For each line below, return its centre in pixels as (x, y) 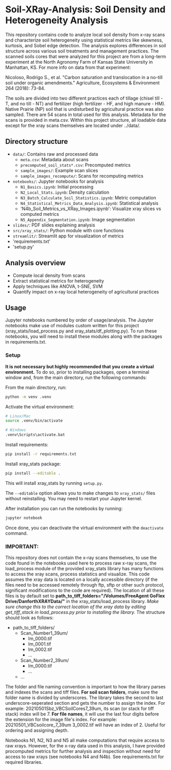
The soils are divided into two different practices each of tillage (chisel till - (84, 98)
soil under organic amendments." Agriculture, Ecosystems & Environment (82, 83)
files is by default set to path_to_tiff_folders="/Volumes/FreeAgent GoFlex (85, 596)
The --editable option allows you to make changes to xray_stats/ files (80, 493)
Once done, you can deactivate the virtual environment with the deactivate (84, 528)
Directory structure (37, 142)
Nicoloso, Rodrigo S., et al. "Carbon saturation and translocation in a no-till (84, 77)
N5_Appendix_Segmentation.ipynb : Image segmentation (78, 219)
